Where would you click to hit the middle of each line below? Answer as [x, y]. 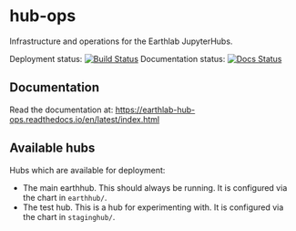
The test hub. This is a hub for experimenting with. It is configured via [153, 207]
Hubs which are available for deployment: [87, 170]
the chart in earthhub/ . [65, 197]
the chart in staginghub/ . [69, 216]
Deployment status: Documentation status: [117, 58]
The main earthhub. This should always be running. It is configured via [155, 187]
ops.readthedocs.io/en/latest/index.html [85, 119]
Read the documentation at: [61, 110]
